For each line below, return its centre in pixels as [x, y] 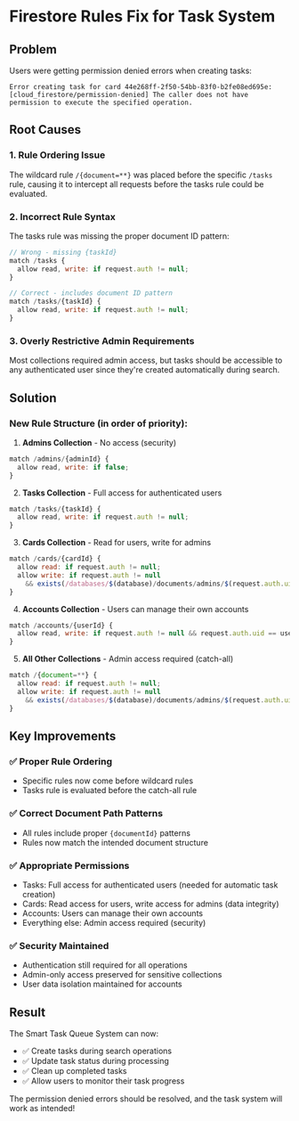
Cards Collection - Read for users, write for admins [117, 543]
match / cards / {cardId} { [55, 559]
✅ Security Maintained [59, 945]
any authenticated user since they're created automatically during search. [145, 370]
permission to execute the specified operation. [101, 102]
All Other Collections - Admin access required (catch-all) [128, 659]
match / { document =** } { [53, 675]
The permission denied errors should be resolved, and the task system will [146, 1099]
